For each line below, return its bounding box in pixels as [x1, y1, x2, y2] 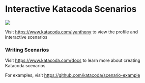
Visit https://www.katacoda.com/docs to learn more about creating [5, 57, 141, 63]
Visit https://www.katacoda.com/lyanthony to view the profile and [5, 28, 138, 35]
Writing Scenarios [5, 46, 49, 53]
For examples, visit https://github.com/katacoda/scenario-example [5, 72, 140, 78]
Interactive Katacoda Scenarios [5, 3, 137, 15]
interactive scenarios [5, 34, 48, 40]
